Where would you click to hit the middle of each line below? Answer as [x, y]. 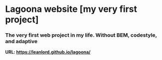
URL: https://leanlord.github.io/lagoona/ [48, 52]
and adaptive [21, 42]
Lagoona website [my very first [71, 9]
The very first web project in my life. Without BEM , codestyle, [81, 35]
